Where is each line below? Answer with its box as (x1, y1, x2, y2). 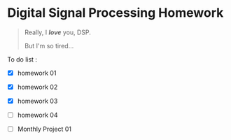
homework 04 (17, 111, 58, 120)
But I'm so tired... (24, 41, 74, 50)
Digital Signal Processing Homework (7, 5, 224, 21)
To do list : (7, 55, 37, 64)
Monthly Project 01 (17, 125, 72, 134)
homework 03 (17, 97, 58, 106)
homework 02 (17, 83, 58, 91)
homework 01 (17, 69, 57, 77)
